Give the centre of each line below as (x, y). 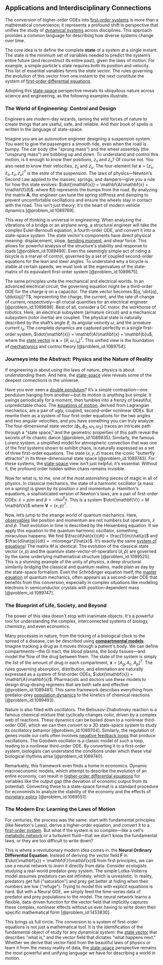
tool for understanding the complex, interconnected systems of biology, (77, 621)
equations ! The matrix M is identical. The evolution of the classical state (77, 546)
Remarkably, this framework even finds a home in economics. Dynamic (76, 765)
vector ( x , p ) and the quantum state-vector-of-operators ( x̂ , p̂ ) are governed (81, 551)
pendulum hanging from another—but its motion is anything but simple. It (78, 395)
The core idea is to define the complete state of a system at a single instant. (81, 50)
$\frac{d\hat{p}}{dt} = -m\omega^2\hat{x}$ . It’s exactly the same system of (81, 541)
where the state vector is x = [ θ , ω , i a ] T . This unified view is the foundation (80, 340)
